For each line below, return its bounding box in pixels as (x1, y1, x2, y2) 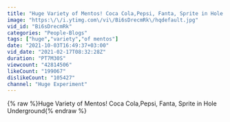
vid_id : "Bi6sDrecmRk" (7, 23, 72, 30)
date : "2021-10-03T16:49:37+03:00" (7, 42, 109, 49)
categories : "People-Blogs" (7, 29, 88, 37)
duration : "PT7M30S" (7, 55, 67, 62)
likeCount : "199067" (7, 68, 67, 74)
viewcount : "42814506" (7, 61, 72, 68)
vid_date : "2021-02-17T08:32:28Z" (7, 49, 107, 56)
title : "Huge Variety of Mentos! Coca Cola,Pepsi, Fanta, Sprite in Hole (7, 10, 224, 17)
